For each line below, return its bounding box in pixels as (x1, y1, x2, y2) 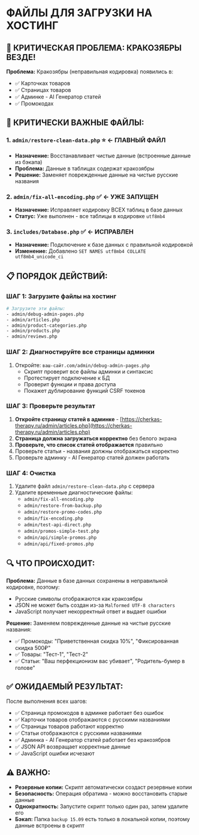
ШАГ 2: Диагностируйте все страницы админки (6, 348, 155, 356)
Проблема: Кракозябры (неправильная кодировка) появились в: (6, 68, 174, 75)
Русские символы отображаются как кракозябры (14, 595, 143, 602)
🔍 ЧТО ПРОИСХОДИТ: (6, 558, 95, 568)
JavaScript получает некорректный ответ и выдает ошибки (14, 607, 167, 615)
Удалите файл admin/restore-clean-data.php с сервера (14, 482, 155, 490)
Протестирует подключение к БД (23, 374, 110, 381)
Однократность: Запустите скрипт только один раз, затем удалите (14, 803, 189, 810)
